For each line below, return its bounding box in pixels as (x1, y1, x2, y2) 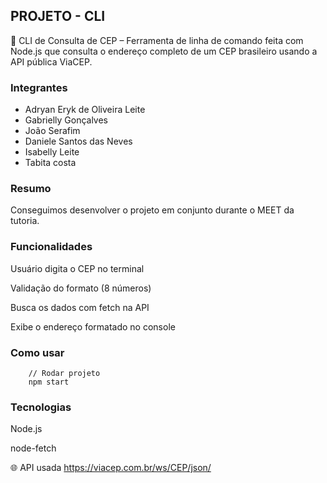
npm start (28, 377, 70, 387)
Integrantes (10, 80, 68, 94)
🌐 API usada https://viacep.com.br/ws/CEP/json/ (10, 462, 212, 474)
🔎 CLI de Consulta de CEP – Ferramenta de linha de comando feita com (10, 34, 304, 46)
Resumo (10, 182, 52, 196)
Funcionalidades (10, 240, 93, 254)
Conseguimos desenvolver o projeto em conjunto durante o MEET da (10, 204, 295, 216)
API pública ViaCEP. (10, 55, 93, 68)
